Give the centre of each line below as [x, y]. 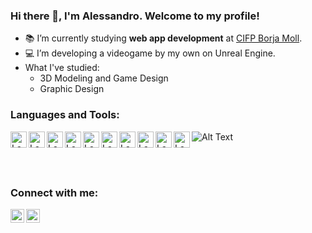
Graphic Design [72, 89]
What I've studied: [62, 68]
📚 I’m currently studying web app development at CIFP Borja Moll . [163, 38]
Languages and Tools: [65, 115]
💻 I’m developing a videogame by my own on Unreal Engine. [150, 53]
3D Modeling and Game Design [104, 78]
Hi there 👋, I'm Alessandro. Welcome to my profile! [135, 16]
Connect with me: [54, 192]
